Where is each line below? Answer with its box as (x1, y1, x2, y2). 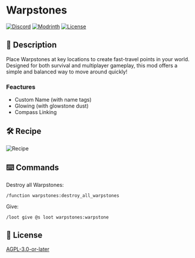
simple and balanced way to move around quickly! (6, 68, 127, 75)
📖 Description (6, 40, 57, 50)
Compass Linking (14, 109, 57, 116)
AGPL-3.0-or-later (6, 246, 50, 253)
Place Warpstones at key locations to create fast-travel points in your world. (6, 55, 190, 62)
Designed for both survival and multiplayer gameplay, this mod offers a (6, 62, 178, 69)
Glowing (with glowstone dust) (14, 102, 89, 109)
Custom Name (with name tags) (14, 96, 92, 103)
